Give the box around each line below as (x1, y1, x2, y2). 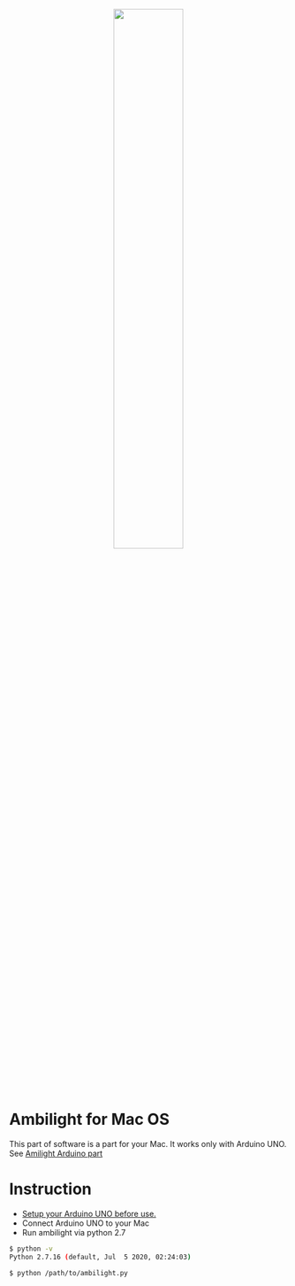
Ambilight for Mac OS (9, 1110, 170, 1129)
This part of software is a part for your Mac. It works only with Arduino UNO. (9, 1138, 287, 1149)
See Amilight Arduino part (9, 1148, 103, 1158)
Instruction (9, 1179, 92, 1199)
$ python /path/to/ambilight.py (9, 1268, 128, 1277)
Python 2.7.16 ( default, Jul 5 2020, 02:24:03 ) (9, 1252, 192, 1261)
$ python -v (9, 1244, 53, 1253)
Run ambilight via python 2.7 (21, 1227, 126, 1237)
